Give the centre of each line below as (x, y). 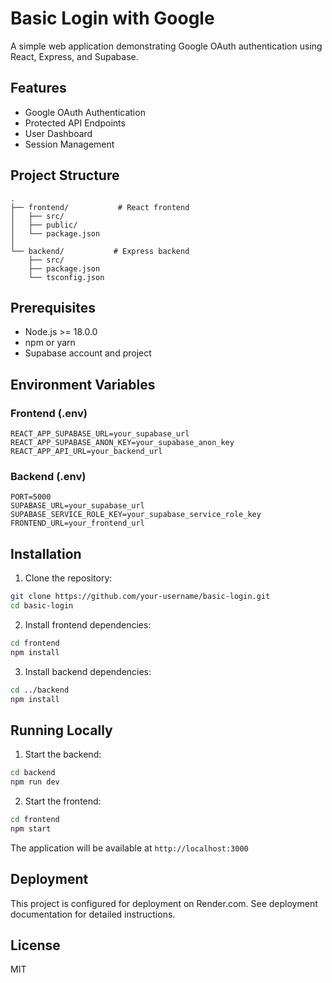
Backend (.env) (48, 476)
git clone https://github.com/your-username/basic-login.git (140, 597)
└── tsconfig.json (66, 277)
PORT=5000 (31, 497)
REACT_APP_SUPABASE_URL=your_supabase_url (100, 434)
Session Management (69, 144)
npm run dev (35, 782)
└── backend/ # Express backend (100, 251)
